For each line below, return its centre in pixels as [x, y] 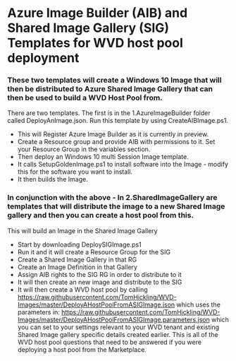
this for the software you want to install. [75, 172]
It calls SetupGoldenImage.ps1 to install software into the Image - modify [123, 165]
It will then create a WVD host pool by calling [82, 289]
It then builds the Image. [52, 179]
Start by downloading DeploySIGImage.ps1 [80, 244]
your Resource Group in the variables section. [84, 149]
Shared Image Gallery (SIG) [88, 28]
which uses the [198, 304]
